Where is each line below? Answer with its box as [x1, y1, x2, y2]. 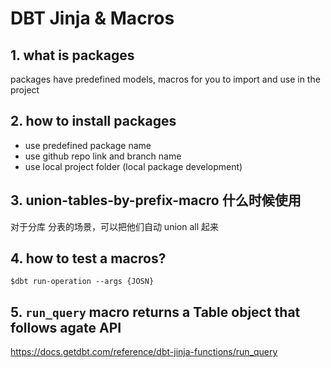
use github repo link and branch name [24, 150, 182, 162]
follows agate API [10, 319, 122, 336]
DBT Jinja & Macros [10, 7, 175, 30]
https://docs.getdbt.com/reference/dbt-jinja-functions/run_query [10, 346, 278, 358]
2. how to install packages [10, 113, 177, 130]
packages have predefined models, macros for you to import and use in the [10, 73, 321, 85]
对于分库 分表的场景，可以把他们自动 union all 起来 [10, 220, 219, 232]
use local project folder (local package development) [24, 160, 243, 172]
